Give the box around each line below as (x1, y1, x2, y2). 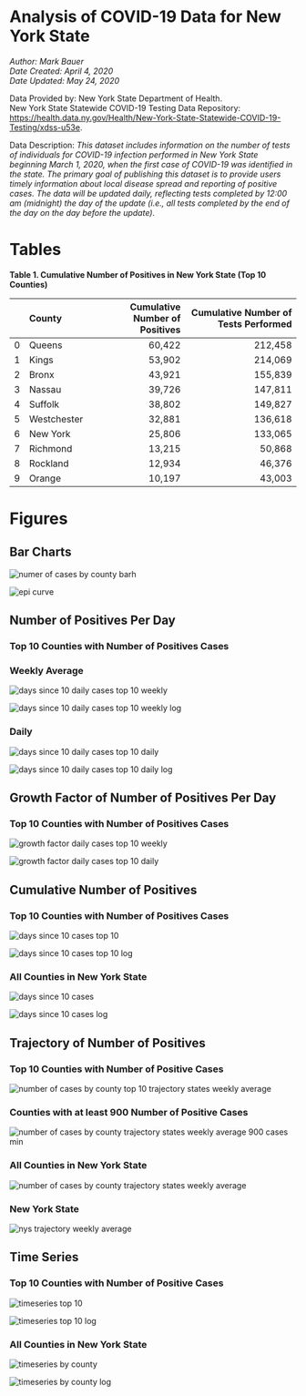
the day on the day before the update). (9, 207, 156, 218)
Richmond (28, 442, 73, 454)
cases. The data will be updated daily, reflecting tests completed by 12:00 (9, 188, 288, 199)
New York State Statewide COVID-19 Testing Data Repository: (9, 102, 241, 113)
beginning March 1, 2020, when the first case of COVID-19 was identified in (9, 158, 293, 169)
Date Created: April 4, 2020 (9, 66, 114, 76)
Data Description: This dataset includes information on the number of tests (9, 139, 291, 150)
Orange (28, 472, 62, 484)
